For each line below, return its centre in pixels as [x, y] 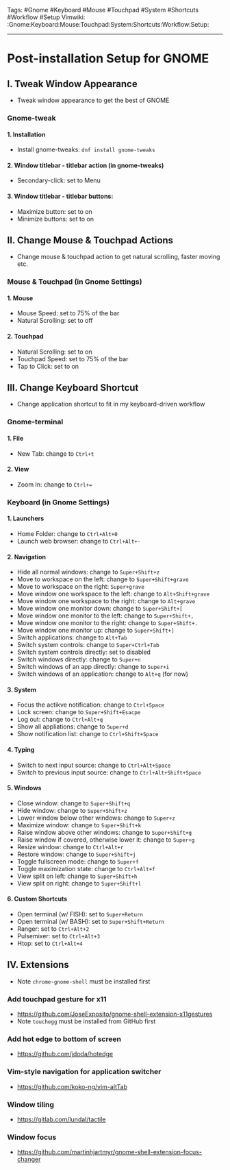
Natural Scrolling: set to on [54, 352]
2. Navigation [27, 557]
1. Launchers [26, 519]
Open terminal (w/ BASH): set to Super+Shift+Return [91, 921]
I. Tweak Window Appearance [73, 84]
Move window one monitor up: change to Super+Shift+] [95, 631]
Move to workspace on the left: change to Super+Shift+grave [103, 579]
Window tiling [31, 1104]
